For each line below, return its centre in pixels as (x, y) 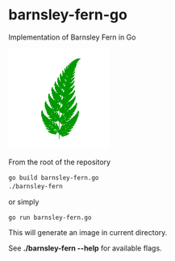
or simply (24, 201)
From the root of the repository (60, 162)
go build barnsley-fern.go (54, 178)
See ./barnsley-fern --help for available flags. (85, 248)
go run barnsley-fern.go (50, 217)
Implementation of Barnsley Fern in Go (72, 37)
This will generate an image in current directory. (88, 232)
